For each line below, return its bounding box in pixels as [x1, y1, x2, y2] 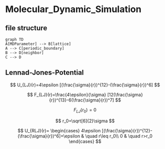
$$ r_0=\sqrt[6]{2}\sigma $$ [55, 118, 115, 124]
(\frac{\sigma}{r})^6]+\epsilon [17, 133, 80, 139]
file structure [5, 24, 48, 32]
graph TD [5, 37, 24, 42]
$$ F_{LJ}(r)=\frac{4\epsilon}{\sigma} [27, 91, 106, 97]
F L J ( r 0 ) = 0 [73, 107, 97, 114]
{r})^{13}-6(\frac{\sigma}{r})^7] [49, 97, 114, 103]
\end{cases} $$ [68, 138, 102, 144]
